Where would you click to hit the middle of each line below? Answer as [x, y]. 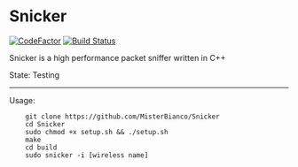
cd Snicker [45, 124]
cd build [41, 148]
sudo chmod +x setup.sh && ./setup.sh [97, 132]
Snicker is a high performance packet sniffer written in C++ [118, 57]
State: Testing [35, 75]
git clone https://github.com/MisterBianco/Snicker [122, 117]
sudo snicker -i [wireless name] [87, 155]
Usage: [22, 100]
